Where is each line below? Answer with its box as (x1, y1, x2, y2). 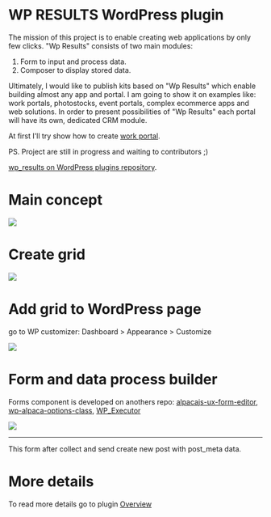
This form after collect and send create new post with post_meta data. (8, 443, 242, 454)
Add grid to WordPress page (8, 300, 202, 318)
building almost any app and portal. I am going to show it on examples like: (8, 89, 256, 99)
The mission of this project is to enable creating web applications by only (8, 32, 252, 42)
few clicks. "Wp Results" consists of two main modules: (8, 40, 194, 50)
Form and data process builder (8, 370, 218, 388)
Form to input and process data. (19, 57, 127, 66)
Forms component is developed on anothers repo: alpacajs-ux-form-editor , (8, 396, 258, 406)
